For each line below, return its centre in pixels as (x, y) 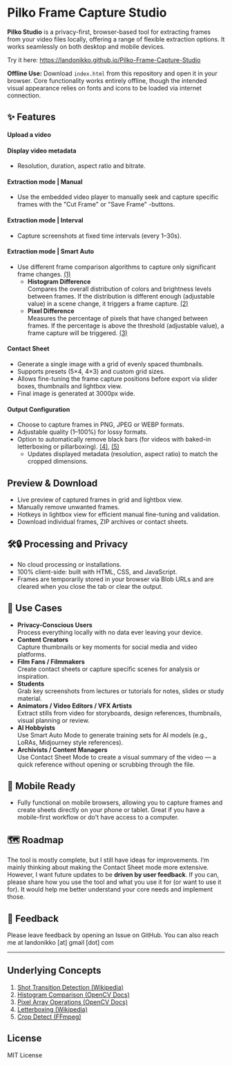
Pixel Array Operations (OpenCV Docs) (72, 1002)
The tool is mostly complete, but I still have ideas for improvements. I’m (108, 860)
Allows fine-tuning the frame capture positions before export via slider (117, 379)
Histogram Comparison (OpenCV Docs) (73, 995)
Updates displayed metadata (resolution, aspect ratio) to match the (123, 454)
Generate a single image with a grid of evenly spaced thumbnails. (110, 364)
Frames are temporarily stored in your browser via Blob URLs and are (115, 579)
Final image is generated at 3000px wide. (76, 393)
